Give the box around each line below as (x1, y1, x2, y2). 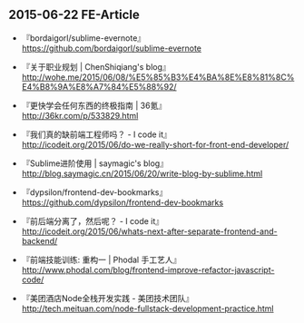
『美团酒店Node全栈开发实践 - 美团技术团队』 (21, 292, 194, 303)
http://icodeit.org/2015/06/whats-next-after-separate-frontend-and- (21, 226, 278, 237)
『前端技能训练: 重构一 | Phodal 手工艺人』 (21, 254, 181, 265)
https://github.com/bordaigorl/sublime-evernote (21, 43, 201, 54)
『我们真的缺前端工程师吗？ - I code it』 (21, 129, 172, 140)
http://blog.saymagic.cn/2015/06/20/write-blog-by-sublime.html (21, 168, 263, 179)
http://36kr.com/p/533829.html (21, 110, 139, 121)
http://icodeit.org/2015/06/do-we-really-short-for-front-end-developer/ (21, 139, 289, 150)
